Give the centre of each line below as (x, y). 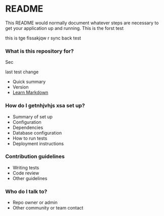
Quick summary (29, 82)
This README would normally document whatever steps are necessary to (82, 23)
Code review (26, 173)
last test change (22, 72)
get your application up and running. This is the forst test (65, 28)
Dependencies (28, 127)
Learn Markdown (30, 93)
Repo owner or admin (35, 202)
